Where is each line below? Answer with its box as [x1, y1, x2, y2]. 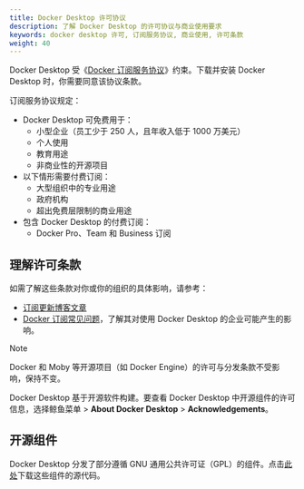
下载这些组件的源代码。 [17, 469, 105, 481]
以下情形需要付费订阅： [22, 171, 111, 182]
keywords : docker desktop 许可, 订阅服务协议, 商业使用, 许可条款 [9, 30, 244, 39]
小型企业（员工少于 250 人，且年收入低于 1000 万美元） [35, 126, 246, 137]
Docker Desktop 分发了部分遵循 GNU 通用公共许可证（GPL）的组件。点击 [9, 458, 285, 469]
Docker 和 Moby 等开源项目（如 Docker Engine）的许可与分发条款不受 [9, 362, 272, 373]
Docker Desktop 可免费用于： [22, 114, 133, 125]
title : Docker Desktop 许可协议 [9, 13, 127, 23]
